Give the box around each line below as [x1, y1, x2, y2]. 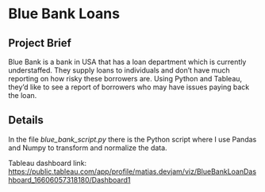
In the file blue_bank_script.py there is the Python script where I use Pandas [8, 134, 257, 144]
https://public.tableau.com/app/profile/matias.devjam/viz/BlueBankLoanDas [8, 167, 256, 176]
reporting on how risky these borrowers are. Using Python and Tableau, [8, 74, 243, 83]
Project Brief [8, 36, 71, 50]
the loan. [8, 91, 37, 100]
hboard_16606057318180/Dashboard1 [8, 175, 131, 184]
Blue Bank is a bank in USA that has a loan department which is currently [8, 57, 247, 66]
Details [8, 114, 44, 127]
